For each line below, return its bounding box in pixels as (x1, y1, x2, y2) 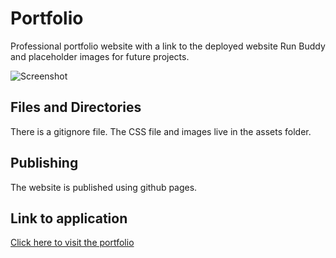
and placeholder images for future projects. (10, 50, 190, 62)
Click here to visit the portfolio (10, 237, 135, 249)
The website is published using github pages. (10, 181, 198, 193)
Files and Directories (10, 99, 142, 116)
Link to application (10, 210, 128, 227)
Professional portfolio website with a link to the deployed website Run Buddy (10, 40, 326, 52)
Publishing (10, 155, 79, 172)
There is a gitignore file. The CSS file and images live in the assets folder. (10, 125, 312, 137)
